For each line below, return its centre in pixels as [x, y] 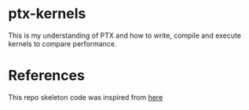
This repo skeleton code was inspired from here [86, 97]
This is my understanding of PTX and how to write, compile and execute [125, 35]
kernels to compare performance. [62, 43]
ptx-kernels [47, 14]
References [46, 76]
